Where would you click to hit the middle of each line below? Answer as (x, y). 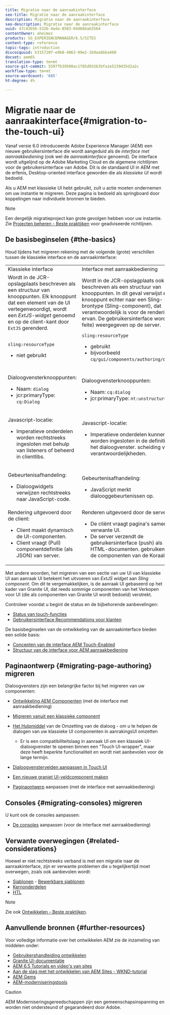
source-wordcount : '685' (31, 76)
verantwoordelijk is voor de (114, 312)
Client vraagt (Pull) (39, 543)
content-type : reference (31, 43)
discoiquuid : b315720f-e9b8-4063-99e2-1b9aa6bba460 (61, 52)
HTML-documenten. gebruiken (127, 549)
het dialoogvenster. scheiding (125, 447)
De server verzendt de (117, 536)
